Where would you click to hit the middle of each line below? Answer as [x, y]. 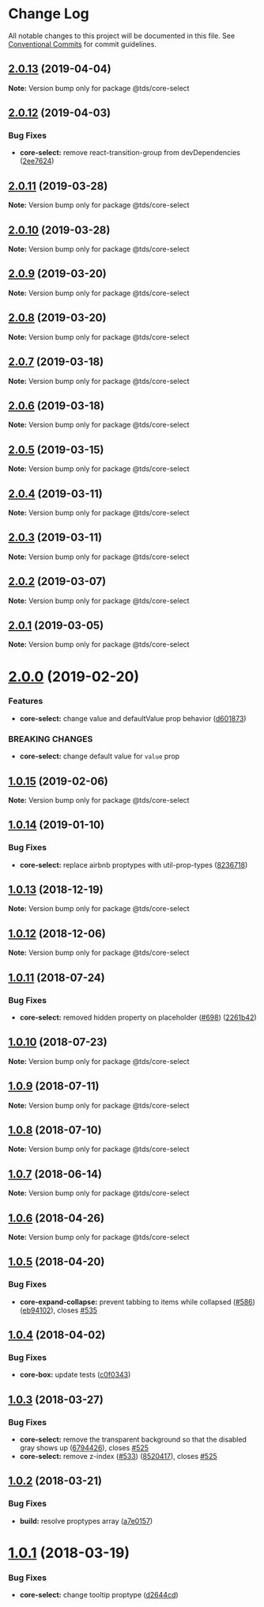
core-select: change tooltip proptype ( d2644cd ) [99, 1595]
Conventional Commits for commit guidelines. [82, 44]
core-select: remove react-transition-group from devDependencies [130, 153]
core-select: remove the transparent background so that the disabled [133, 1440]
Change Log [49, 14]
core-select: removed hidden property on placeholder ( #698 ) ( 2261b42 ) [138, 1017]
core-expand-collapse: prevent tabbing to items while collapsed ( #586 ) [137, 1301]
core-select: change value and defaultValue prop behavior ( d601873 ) [133, 718]
